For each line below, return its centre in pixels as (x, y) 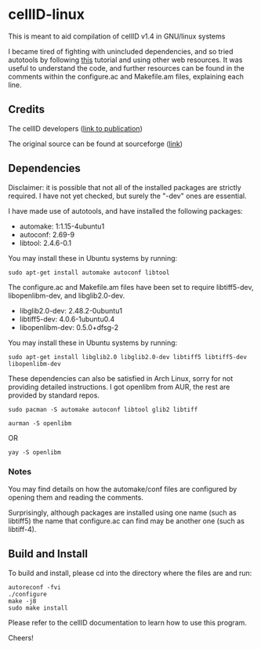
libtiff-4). (22, 529)
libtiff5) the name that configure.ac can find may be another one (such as (127, 521)
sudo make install (38, 608)
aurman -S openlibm (40, 423)
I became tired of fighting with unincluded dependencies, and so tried (121, 51)
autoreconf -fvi (34, 587)
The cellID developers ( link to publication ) (76, 128)
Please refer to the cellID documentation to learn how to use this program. (127, 622)
